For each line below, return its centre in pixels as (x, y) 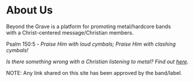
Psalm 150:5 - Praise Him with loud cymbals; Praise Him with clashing (91, 44)
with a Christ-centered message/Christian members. (70, 32)
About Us (29, 10)
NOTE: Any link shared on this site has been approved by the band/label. (94, 73)
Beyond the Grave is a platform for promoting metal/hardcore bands (88, 26)
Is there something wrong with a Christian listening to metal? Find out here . (97, 61)
